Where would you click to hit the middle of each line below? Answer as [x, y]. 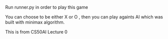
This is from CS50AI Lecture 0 [36, 32]
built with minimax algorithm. [35, 22]
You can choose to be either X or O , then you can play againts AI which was [84, 17]
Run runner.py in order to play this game [47, 7]
